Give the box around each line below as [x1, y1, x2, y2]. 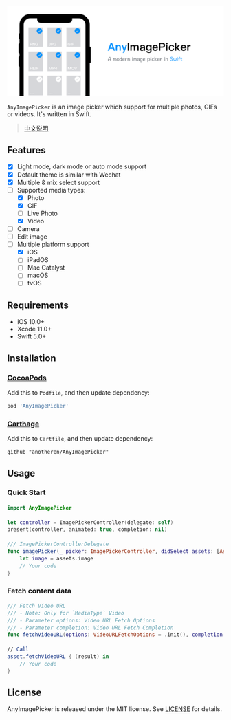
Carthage [7, 419, 40, 428]
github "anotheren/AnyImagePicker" [7, 449, 109, 456]
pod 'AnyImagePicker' [7, 402, 69, 409]
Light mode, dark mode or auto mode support [16, 162, 146, 171]
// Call [7, 646, 30, 653]
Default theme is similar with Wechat [16, 171, 121, 179]
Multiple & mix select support [16, 178, 100, 186]
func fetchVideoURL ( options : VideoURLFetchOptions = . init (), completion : [7, 631, 226, 638]
